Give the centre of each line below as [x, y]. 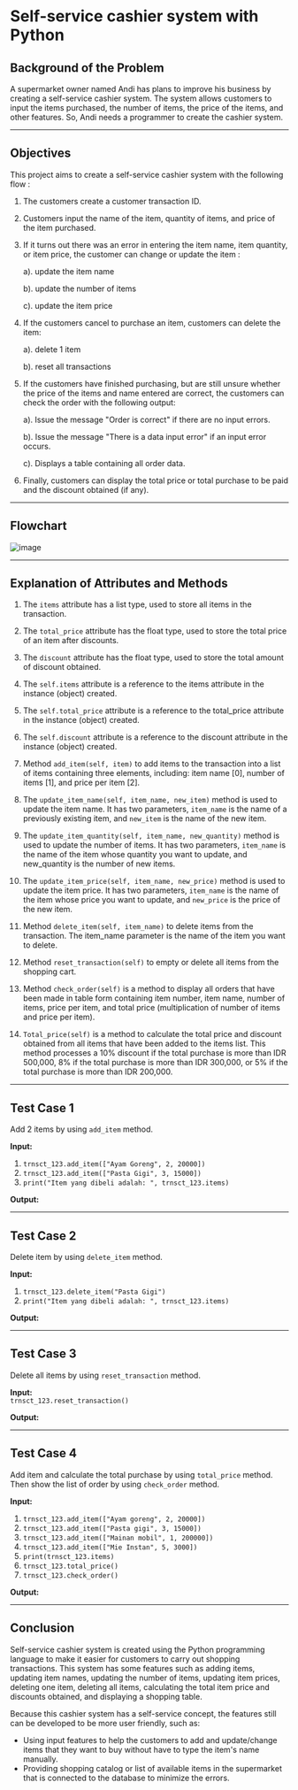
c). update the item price [68, 305]
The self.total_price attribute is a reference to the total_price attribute [153, 711]
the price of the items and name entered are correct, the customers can [153, 393]
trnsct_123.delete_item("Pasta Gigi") [94, 1292]
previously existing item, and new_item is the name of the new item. [145, 818]
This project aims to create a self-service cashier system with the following [147, 174]
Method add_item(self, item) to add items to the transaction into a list [152, 764]
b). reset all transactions [67, 366]
